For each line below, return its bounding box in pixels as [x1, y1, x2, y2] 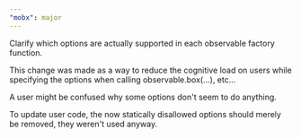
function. [9, 47, 43, 58]
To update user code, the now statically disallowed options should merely [9, 108, 281, 119]
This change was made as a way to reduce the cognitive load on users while [9, 65, 292, 75]
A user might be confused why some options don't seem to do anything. [9, 91, 277, 102]
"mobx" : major [9, 13, 63, 22]
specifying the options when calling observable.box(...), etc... [9, 73, 236, 85]
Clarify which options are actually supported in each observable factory [9, 38, 276, 48]
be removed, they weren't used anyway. [9, 118, 158, 129]
